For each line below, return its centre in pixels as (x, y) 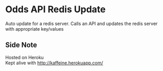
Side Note (21, 45)
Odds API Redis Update (55, 9)
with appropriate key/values (34, 29)
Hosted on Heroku (25, 57)
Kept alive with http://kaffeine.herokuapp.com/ (54, 63)
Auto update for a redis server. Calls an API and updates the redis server (81, 23)
